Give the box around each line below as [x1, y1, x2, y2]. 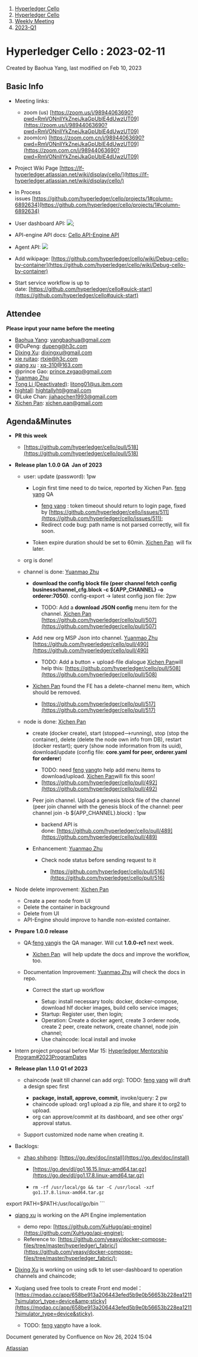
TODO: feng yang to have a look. [23, 1322, 102, 1329]
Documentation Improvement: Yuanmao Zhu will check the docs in [23, 969, 186, 976]
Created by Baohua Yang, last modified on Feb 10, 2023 [6, 64, 142, 71]
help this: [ [41, 665, 67, 672]
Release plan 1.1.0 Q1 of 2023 [14, 1065, 88, 1072]
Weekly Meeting [14, 18, 54, 24]
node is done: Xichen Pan [23, 718, 86, 725]
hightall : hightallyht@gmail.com [14, 386, 92, 394]
